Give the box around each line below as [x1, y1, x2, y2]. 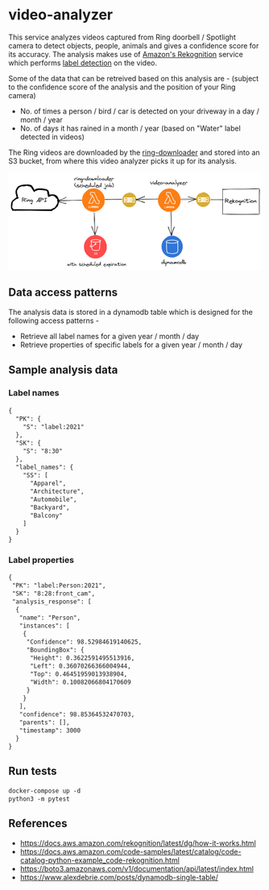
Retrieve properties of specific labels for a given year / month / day [19, 340, 243, 350]
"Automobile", [29, 495, 78, 503]
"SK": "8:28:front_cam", [11, 590, 95, 598]
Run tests [8, 764, 57, 778]
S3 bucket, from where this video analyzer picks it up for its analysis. [8, 155, 238, 166]
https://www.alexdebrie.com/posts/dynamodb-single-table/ [19, 872, 219, 882]
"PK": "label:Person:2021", [11, 582, 106, 590]
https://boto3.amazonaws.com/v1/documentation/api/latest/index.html [19, 863, 254, 873]
